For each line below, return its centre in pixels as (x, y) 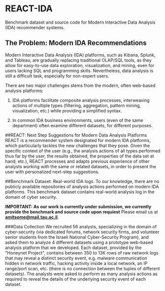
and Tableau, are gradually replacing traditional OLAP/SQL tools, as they (78, 60)
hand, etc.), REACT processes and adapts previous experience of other (77, 161)
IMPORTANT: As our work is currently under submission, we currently (78, 206)
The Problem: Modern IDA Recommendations (76, 43)
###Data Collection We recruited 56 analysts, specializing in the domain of (81, 226)
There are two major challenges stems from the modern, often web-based (80, 85)
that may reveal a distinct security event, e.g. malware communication (76, 258)
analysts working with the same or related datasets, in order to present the (81, 166)
